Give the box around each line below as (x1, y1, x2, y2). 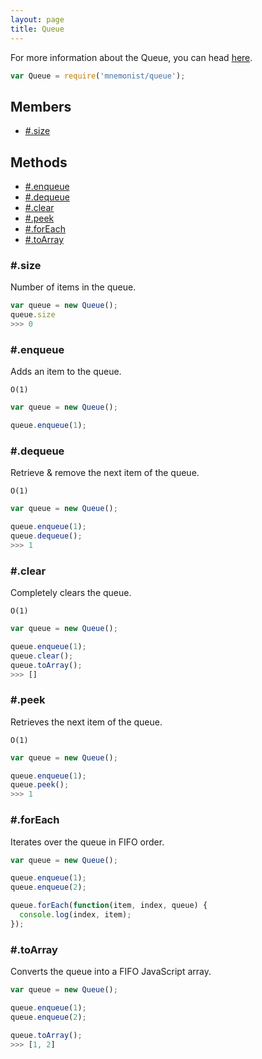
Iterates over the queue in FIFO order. (10, 836, 165, 848)
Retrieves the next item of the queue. (10, 716, 163, 728)
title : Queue (10, 24, 65, 34)
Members (10, 98, 72, 115)
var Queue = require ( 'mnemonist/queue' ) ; (10, 71, 186, 81)
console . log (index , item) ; (19, 910, 132, 920)
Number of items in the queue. (10, 281, 137, 293)
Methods (10, 154, 68, 171)
